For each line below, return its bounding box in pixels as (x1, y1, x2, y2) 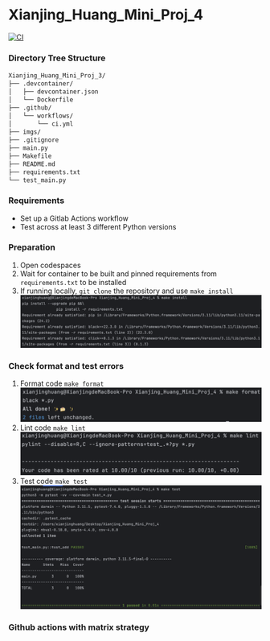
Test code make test (19, 476, 88, 486)
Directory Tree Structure (8, 52, 106, 64)
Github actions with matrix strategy (8, 622, 150, 633)
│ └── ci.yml (8, 120, 74, 128)
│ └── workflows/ (8, 112, 74, 120)
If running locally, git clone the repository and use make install (19, 286, 234, 296)
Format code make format (19, 378, 104, 388)
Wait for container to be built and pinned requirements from (19, 268, 217, 279)
